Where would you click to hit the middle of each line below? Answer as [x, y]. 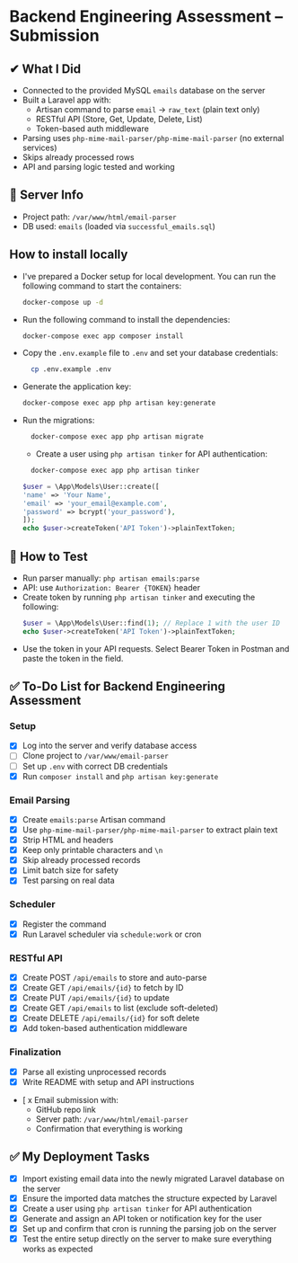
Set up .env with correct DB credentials [95, 766]
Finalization [35, 1052]
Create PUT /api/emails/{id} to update [96, 998]
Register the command [64, 924]
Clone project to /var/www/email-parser [95, 756]
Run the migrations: [58, 421]
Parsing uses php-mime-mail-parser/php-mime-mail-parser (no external [153, 138]
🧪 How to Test [48, 556]
